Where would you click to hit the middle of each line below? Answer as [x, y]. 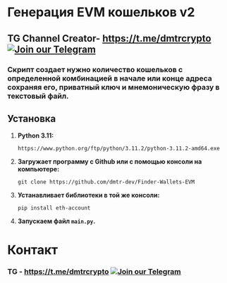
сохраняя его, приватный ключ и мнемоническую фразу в [114, 87]
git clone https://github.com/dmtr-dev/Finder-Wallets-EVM [106, 182]
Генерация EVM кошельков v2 [101, 12]
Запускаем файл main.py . [56, 221]
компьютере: [38, 169]
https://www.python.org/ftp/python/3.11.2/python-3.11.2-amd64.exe [118, 149]
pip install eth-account [54, 208]
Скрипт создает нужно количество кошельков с [95, 69]
